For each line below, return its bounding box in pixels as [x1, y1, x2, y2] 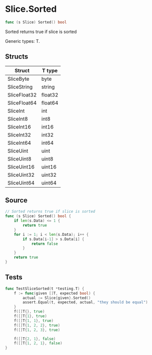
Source [5, 196, 28, 205]
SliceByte [7, 75, 29, 82]
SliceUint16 [7, 163, 35, 170]
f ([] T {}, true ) [14, 309, 45, 314]
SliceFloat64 [7, 99, 37, 106]
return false [31, 241, 58, 246]
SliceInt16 [7, 123, 31, 130]
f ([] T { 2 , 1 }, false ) [14, 336, 56, 341]
